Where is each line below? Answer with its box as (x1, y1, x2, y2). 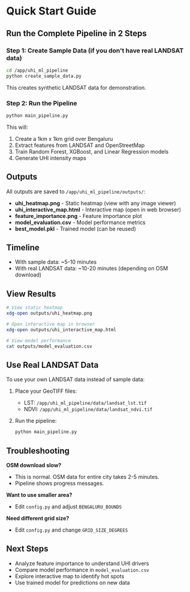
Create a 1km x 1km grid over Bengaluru (14, 135, 113, 142)
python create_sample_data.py (6, 73, 82, 79)
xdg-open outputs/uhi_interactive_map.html (6, 326, 117, 332)
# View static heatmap (6, 305, 63, 311)
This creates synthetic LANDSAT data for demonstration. (6, 84, 146, 91)
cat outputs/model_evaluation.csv (6, 343, 93, 349)
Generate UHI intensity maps (14, 154, 87, 161)
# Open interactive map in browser (6, 321, 95, 327)
